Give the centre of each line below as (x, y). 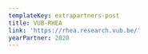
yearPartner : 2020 (39, 38)
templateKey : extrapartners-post (64, 15)
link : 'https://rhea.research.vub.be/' (75, 30)
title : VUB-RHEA (35, 23)
